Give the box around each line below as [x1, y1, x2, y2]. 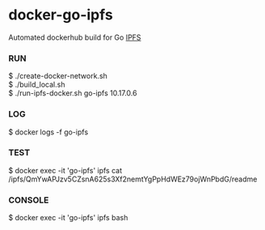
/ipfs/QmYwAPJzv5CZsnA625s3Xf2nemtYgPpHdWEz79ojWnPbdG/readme [8, 174, 258, 184]
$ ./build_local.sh [8, 79, 65, 90]
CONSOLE [8, 194, 49, 206]
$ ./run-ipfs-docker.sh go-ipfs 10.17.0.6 [8, 88, 137, 98]
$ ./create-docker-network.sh [8, 71, 107, 81]
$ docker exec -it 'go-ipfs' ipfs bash [8, 213, 128, 223]
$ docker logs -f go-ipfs [8, 127, 89, 137]
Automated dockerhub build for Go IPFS [8, 32, 141, 42]
